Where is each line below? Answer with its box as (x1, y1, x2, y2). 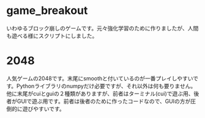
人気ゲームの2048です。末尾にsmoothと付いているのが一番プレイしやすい (6, 74, 193, 82)
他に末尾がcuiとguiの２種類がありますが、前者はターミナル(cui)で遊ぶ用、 (6, 89, 194, 97)
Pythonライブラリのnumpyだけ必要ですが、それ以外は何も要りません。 (16, 82, 196, 89)
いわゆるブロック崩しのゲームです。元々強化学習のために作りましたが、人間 (6, 24, 199, 32)
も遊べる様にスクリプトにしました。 (6, 32, 98, 40)
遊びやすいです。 (22, 105, 65, 113)
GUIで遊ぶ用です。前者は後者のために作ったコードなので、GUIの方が (17, 97, 191, 105)
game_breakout (6, 4, 88, 18)
